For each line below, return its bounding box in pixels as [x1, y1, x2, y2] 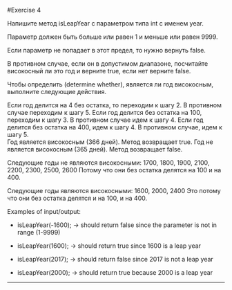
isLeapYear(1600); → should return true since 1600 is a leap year [17, 242, 202, 250]
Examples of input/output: [7, 208, 81, 215]
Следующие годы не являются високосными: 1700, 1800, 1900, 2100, [7, 158, 210, 167]
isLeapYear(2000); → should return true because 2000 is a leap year [17, 269, 213, 276]
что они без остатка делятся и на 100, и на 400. [7, 194, 147, 202]
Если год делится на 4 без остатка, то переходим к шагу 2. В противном [7, 101, 222, 109]
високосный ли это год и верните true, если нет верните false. [7, 67, 191, 75]
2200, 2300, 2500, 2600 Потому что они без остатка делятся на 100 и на [7, 166, 222, 174]
